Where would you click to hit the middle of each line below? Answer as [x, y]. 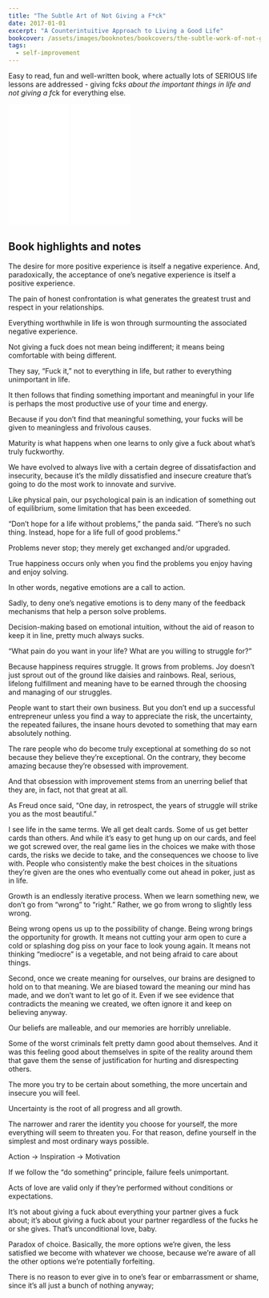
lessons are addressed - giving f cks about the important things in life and [129, 84]
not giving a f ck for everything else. [67, 93]
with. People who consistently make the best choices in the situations [123, 863]
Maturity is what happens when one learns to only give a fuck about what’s [132, 443]
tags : [17, 46]
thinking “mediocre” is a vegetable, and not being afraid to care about [123, 954]
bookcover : [26, 38]
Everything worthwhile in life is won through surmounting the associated [128, 322]
